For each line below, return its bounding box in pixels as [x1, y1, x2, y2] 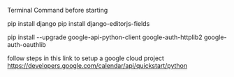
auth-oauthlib [7, 41, 47, 48]
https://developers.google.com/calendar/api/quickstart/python [7, 62, 188, 69]
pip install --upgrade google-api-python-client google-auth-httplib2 [7, 33, 203, 41]
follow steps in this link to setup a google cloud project [7, 54, 164, 62]
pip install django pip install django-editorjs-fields [7, 20, 150, 27]
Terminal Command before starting [7, 6, 108, 14]
